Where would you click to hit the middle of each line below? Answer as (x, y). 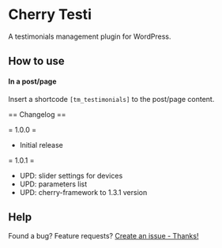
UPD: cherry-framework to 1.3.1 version (83, 192)
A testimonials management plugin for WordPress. (90, 36)
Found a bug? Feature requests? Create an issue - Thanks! (103, 236)
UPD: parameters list (53, 184)
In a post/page (32, 81)
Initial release (41, 145)
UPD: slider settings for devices (71, 175)
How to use (36, 61)
